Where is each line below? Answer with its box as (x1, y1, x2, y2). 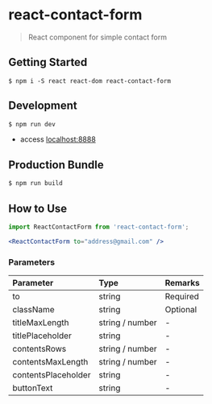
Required (164, 291, 200, 302)
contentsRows (12, 343, 67, 354)
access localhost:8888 (19, 134, 97, 144)
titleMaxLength (12, 316, 70, 328)
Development (8, 99, 78, 113)
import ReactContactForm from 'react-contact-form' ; (8, 223, 189, 231)
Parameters (8, 256, 55, 267)
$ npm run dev (8, 120, 56, 128)
